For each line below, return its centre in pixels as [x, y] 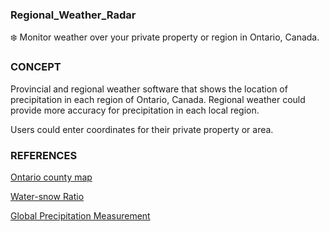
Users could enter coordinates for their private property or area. [142, 129]
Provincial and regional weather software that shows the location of [149, 89]
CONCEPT [36, 67]
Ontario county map [51, 177]
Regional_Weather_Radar [73, 15]
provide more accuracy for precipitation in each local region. [135, 110]
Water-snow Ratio [47, 196]
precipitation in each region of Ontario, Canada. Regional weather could [158, 99]
